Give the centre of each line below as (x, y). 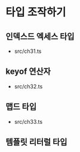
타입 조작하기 (36, 12)
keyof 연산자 (28, 72)
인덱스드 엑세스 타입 (40, 36)
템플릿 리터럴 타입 (36, 142)
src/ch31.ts (28, 51)
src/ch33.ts (28, 121)
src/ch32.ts (28, 86)
